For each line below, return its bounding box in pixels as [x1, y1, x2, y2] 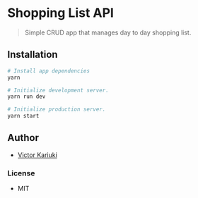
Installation [7, 49, 58, 61]
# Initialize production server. [7, 106, 106, 113]
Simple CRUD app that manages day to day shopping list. [24, 28, 192, 37]
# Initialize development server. [7, 87, 110, 94]
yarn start [7, 113, 40, 120]
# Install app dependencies [7, 67, 91, 75]
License [7, 168, 35, 178]
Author [7, 132, 39, 144]
